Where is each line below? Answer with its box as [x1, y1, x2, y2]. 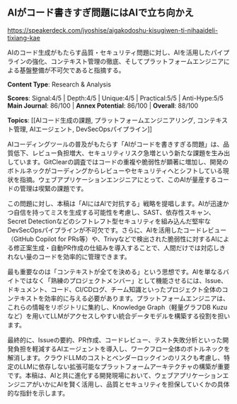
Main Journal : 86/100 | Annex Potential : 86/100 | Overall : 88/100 [7, 101, 199, 110]
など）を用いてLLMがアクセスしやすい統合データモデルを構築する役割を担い [7, 311, 231, 320]
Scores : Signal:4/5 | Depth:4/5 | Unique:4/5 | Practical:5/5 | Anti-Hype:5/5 [7, 94, 224, 102]
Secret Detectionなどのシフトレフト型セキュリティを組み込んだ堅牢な [7, 217, 211, 225]
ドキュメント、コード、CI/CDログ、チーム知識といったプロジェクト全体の [7, 285, 223, 293]
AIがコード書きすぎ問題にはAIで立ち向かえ [7, 6, 195, 19]
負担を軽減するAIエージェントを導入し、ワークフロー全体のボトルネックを [13, 344, 231, 353]
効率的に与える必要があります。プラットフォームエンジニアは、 [44, 293, 230, 303]
